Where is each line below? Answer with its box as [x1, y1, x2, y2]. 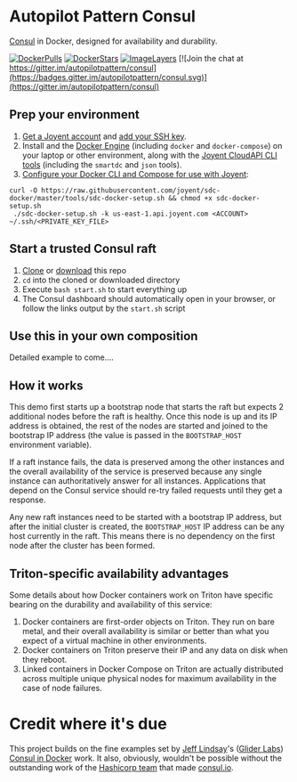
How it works [9, 378, 84, 393]
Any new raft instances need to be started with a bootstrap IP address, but [9, 512, 282, 523]
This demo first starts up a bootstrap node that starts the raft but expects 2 [9, 402, 285, 412]
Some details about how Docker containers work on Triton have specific [9, 590, 274, 600]
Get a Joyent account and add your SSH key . [21, 131, 187, 142]
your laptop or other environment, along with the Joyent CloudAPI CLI [21, 150, 277, 160]
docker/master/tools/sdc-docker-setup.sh [9, 193, 165, 202]
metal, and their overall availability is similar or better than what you [21, 626, 269, 636]
